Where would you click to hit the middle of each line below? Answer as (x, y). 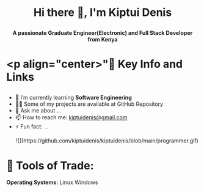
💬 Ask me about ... (38, 111)
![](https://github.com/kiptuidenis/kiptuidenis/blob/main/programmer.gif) (107, 141)
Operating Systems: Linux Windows (52, 182)
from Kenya (103, 40)
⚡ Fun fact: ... (32, 127)
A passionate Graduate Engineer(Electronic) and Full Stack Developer (103, 33)
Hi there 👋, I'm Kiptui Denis (103, 13)
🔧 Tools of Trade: (50, 165)
